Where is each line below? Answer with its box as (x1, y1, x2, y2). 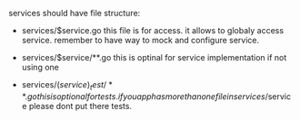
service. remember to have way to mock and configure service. (21, 35, 260, 45)
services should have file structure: (8, 8, 141, 18)
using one (21, 62, 60, 72)
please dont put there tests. (28, 100, 133, 111)
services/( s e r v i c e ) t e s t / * (21, 79, 113, 92)
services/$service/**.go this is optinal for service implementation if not (21, 52, 287, 62)
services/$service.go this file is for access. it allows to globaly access (21, 25, 284, 35)
